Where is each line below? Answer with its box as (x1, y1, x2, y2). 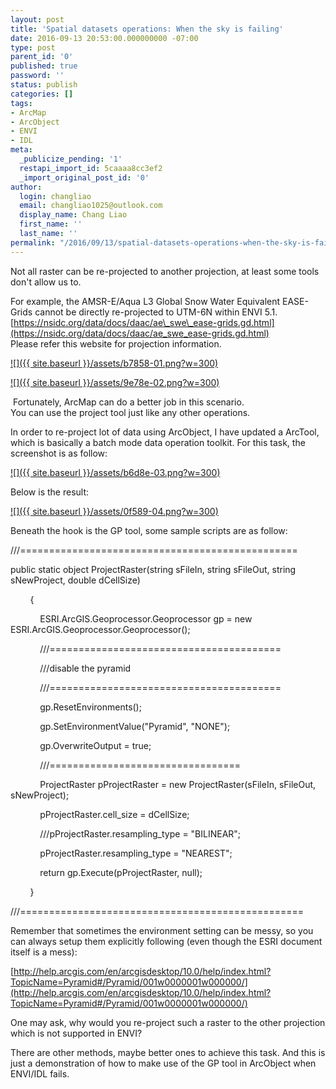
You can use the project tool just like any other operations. (10, 406, 251, 418)
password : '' (10, 71, 65, 81)
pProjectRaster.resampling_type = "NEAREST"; (39, 847, 233, 859)
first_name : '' (19, 219, 83, 230)
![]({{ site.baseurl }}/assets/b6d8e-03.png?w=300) (10, 466, 221, 478)
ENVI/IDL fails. (10, 1067, 70, 1080)
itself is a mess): (10, 946, 78, 958)
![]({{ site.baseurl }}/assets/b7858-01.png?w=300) (10, 357, 219, 369)
